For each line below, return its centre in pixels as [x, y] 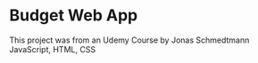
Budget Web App [74, 16]
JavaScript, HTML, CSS [53, 49]
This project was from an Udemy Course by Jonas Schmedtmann [129, 40]
